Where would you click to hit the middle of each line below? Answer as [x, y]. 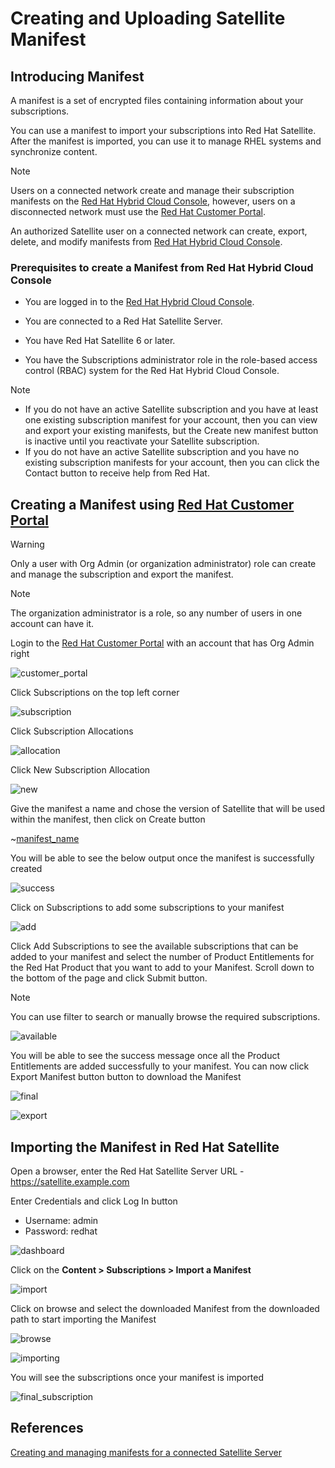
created [26, 869]
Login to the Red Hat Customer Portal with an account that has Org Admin [162, 643]
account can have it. [52, 624]
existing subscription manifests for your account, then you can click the [172, 463]
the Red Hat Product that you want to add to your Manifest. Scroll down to [162, 968]
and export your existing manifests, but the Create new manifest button [171, 431]
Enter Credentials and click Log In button [94, 1201]
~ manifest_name [45, 839]
